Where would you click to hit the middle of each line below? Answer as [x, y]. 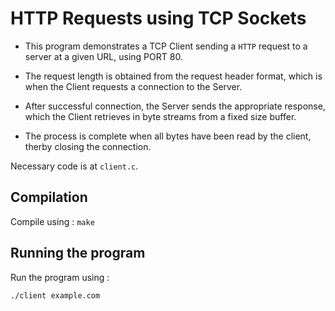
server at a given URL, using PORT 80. [103, 56]
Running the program [78, 253]
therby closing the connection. [88, 146]
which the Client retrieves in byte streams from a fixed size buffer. [160, 116]
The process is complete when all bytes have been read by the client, [168, 136]
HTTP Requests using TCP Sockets [158, 18]
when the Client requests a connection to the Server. [133, 86]
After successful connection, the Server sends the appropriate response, [175, 106]
